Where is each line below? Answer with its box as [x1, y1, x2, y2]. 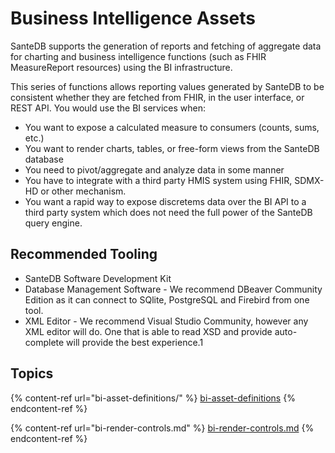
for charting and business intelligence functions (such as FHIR [10, 50, 267, 62]
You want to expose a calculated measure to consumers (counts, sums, [24, 121, 320, 133]
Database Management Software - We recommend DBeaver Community [24, 283, 323, 295]
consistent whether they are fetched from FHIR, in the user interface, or [10, 91, 305, 103]
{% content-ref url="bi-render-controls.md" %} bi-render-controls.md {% [10, 422, 315, 434]
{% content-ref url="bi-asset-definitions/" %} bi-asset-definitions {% [10, 392, 296, 404]
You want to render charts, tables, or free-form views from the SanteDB [24, 142, 320, 154]
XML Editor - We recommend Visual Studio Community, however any [24, 315, 309, 327]
